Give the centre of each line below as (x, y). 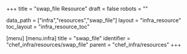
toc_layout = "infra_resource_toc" (48, 27)
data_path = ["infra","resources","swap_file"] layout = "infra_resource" (94, 20)
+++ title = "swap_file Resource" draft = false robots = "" (77, 9)
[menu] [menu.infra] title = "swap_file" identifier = (68, 38)
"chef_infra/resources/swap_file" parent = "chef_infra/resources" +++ (94, 45)
